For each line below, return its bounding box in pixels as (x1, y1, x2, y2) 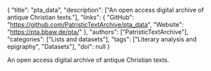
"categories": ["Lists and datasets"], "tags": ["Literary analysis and (7, 35, 197, 43)
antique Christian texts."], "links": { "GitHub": (7, 13, 134, 21)
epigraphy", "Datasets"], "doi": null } (7, 43, 110, 50)
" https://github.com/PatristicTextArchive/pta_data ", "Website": (7, 21, 184, 28)
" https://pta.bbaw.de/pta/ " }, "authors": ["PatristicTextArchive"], (7, 28, 189, 36)
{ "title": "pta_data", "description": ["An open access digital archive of (7, 6, 205, 14)
